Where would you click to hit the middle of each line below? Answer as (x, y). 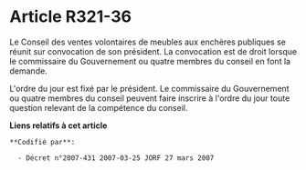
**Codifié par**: (42, 142)
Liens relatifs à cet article (58, 125)
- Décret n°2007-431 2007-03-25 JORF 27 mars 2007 (116, 158)
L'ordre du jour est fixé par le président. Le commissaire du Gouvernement (149, 88)
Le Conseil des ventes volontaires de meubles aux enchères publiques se (148, 42)
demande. (28, 71)
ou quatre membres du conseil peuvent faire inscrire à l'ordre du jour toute (150, 98)
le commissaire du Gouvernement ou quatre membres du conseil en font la (150, 61)
